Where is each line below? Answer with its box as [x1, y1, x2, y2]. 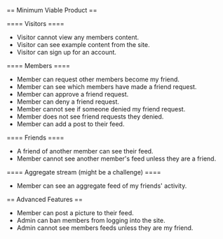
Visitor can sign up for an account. [16, 48, 117, 56]
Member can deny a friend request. [16, 97, 120, 106]
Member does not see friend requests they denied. [16, 112, 164, 121]
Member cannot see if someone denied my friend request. [16, 105, 186, 113]
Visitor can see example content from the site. [16, 41, 150, 48]
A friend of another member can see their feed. [16, 147, 154, 155]
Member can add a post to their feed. [16, 120, 125, 128]
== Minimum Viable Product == [6, 6, 97, 14]
